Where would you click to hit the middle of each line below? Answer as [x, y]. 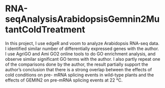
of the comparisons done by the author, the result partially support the [77, 64]
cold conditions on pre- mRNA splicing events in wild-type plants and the [80, 75]
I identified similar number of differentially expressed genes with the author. [82, 48]
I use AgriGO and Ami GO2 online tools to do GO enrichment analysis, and [80, 54]
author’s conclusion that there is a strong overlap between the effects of [79, 69]
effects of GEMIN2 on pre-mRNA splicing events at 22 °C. [64, 80]
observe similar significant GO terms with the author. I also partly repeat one [83, 59]
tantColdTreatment [45, 30]
